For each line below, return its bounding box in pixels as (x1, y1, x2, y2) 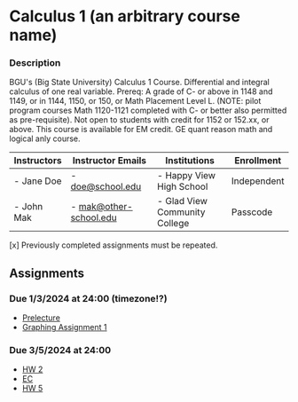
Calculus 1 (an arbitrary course (9, 6, 241, 27)
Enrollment (234, 154, 282, 167)
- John (13, 201, 43, 213)
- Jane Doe (13, 175, 62, 187)
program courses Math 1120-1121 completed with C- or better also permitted (9, 105, 287, 116)
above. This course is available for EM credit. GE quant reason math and (9, 124, 273, 135)
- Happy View (156, 169, 216, 182)
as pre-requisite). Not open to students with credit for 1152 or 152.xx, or (9, 114, 270, 125)
